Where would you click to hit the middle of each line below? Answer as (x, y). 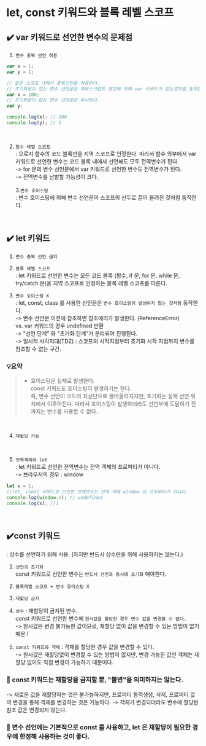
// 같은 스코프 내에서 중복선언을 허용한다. (53, 83)
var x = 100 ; (23, 95)
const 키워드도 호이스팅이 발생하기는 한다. (81, 388)
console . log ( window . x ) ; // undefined (55, 497)
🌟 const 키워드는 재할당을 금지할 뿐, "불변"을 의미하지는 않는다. (95, 680)
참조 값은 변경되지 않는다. (37, 710)
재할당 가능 (27, 436)
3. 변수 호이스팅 (32, 190)
